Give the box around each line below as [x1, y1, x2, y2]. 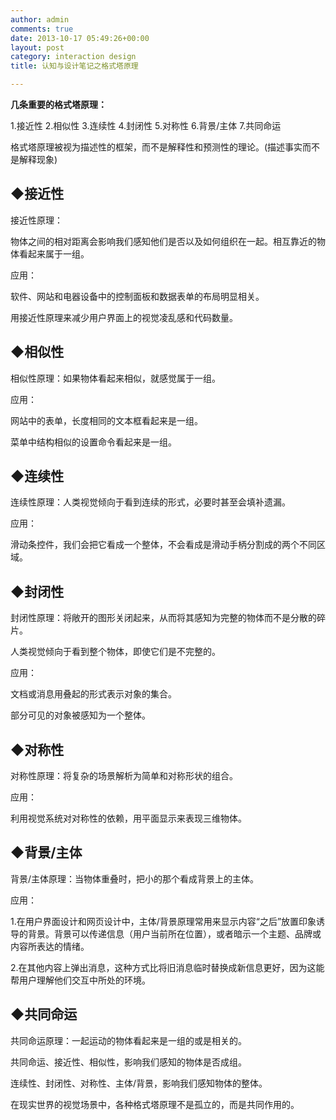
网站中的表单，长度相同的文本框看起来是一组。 [10, 414, 203, 426]
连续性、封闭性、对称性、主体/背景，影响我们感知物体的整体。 [10, 1077, 268, 1089]
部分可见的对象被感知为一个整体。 [10, 709, 151, 721]
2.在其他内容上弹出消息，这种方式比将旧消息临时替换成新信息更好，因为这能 [10, 961, 325, 973]
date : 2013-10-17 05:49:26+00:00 [10, 33, 150, 43]
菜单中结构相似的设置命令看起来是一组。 [10, 436, 177, 448]
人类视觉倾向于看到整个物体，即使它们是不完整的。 [10, 646, 221, 658]
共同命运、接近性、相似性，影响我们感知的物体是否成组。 [10, 1056, 247, 1068]
